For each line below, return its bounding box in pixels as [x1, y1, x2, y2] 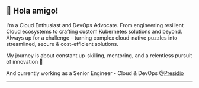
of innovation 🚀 [6, 58, 43, 65]
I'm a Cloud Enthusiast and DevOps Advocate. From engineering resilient [6, 21, 184, 28]
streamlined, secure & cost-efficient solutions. [6, 40, 118, 47]
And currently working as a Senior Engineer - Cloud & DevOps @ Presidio [6, 69, 184, 77]
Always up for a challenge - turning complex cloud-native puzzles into [6, 34, 178, 41]
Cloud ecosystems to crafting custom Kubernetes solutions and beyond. [6, 28, 182, 35]
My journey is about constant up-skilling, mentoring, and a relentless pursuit [6, 51, 192, 59]
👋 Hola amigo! [6, 6, 59, 16]
